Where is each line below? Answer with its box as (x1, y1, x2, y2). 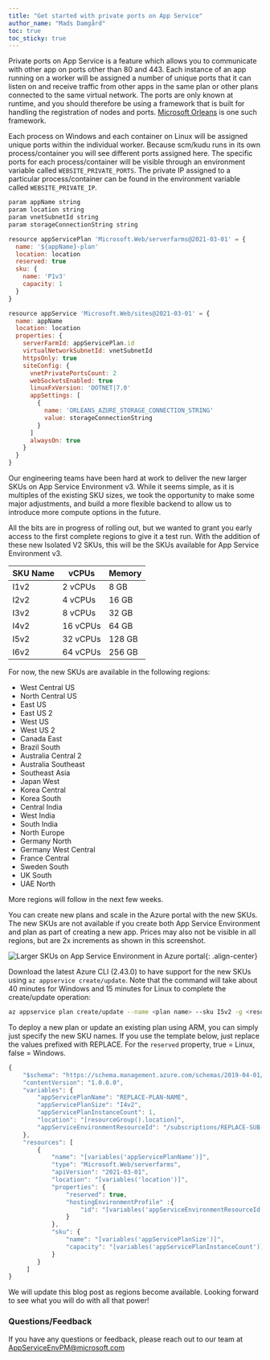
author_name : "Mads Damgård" (8, 19, 106, 27)
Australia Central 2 (19, 751, 82, 760)
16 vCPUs (62, 620, 101, 631)
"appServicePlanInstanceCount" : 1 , (37, 1109, 157, 1117)
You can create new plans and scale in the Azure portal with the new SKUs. (8, 910, 258, 920)
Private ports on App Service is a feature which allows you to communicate (8, 56, 257, 66)
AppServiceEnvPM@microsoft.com (8, 1342, 125, 1352)
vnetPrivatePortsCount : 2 (29, 369, 117, 378)
